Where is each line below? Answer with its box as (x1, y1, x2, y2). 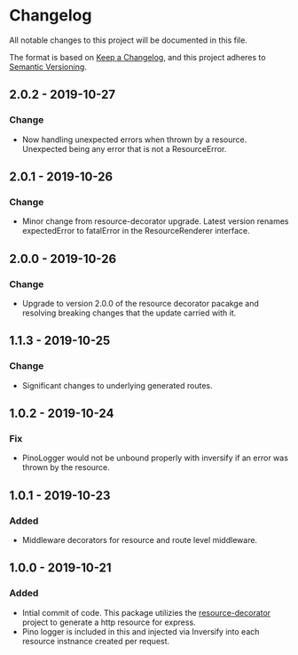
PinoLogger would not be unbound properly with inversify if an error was (21, 452, 288, 463)
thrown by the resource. (21, 462, 111, 473)
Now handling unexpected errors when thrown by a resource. (21, 134, 247, 145)
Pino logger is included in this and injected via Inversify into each (21, 626, 260, 636)
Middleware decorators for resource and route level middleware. (21, 535, 258, 546)
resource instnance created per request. (21, 635, 170, 646)
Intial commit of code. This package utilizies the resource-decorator (21, 607, 271, 618)
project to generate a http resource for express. (21, 617, 197, 627)
